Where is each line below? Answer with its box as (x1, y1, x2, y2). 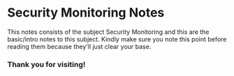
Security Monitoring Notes (7, 5, 165, 21)
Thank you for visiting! (7, 59, 86, 69)
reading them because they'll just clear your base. (7, 42, 152, 50)
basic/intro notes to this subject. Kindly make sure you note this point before (7, 35, 227, 43)
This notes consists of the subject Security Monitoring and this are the (7, 28, 210, 36)
